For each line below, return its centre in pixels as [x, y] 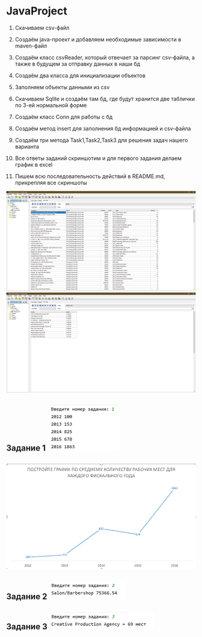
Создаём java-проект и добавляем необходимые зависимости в [98, 39]
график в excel [34, 164]
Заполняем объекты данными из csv [62, 87]
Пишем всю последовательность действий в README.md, [90, 176]
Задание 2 [27, 597]
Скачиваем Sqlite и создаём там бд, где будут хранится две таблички [105, 99]
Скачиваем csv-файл [42, 28]
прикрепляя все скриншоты [51, 182]
